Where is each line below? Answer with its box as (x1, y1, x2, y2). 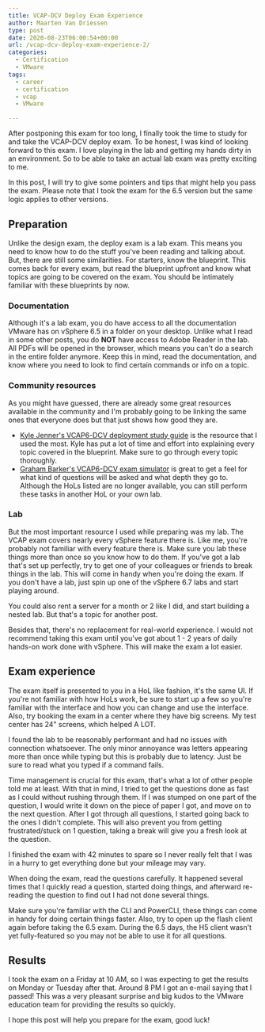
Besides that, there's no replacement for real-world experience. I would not (8, 625, 253, 634)
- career (15, 78, 44, 86)
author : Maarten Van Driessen (8, 19, 108, 27)
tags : (8, 70, 26, 78)
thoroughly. (19, 455, 58, 465)
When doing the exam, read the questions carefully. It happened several (8, 873, 244, 883)
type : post (8, 26, 44, 34)
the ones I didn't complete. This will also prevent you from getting (8, 817, 222, 827)
